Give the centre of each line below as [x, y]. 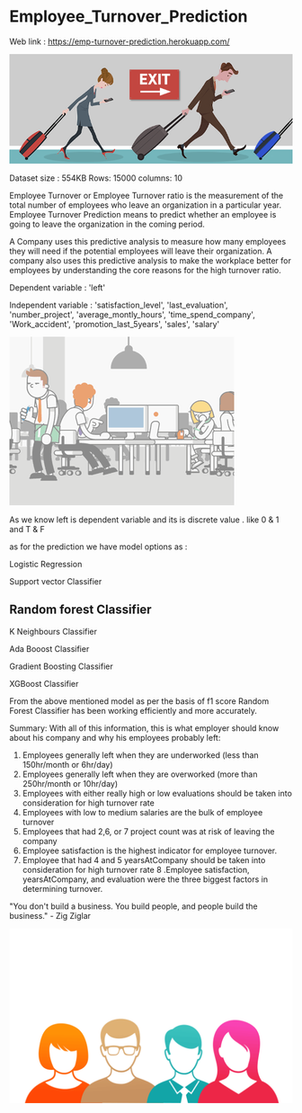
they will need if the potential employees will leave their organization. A [141, 251]
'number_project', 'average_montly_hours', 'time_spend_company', [133, 314]
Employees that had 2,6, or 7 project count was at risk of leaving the [148, 831]
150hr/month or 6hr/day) [68, 764]
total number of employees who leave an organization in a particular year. [145, 205]
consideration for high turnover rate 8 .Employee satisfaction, [136, 869]
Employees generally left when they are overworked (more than [140, 774]
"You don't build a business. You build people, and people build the [133, 906]
